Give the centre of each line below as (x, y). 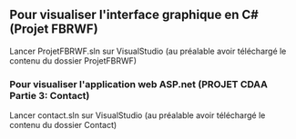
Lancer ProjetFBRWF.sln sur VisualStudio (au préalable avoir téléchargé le (148, 51)
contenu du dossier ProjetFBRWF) (73, 60)
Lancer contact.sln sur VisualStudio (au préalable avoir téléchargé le (138, 115)
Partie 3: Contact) (50, 95)
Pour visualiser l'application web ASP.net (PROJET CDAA (139, 84)
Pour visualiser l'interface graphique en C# (134, 15)
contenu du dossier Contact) (63, 125)
